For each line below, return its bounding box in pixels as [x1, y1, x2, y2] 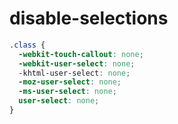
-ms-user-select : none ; [18, 87, 117, 97]
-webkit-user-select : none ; [18, 58, 136, 69]
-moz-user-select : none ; [18, 77, 122, 87]
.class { [9, 40, 46, 50]
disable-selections [9, 7, 169, 30]
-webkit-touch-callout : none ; [18, 49, 144, 59]
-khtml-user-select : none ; [18, 68, 131, 78]
